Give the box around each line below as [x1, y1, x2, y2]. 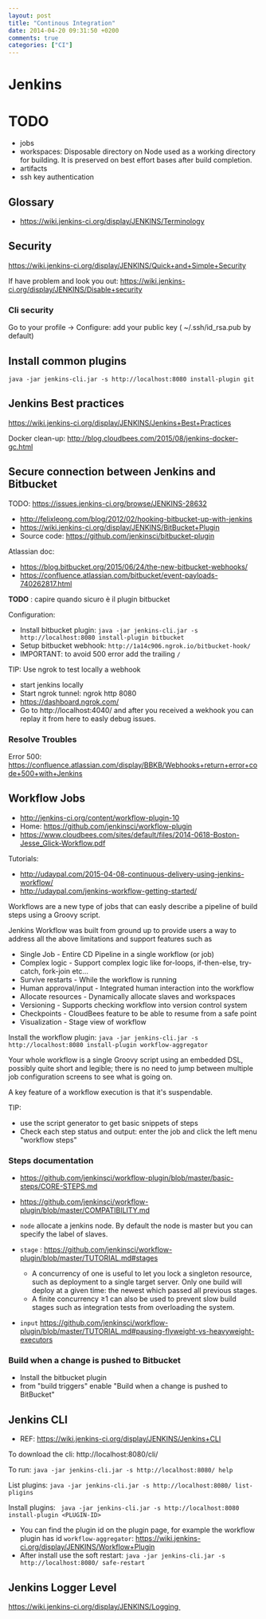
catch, [19, 966, 41, 976]
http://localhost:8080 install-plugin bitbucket [19, 633, 185, 641]
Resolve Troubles [8, 734, 77, 745]
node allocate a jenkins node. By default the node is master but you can [19, 1221, 253, 1231]
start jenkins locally [19, 680, 84, 689]
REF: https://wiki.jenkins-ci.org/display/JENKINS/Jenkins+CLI [19, 1434, 221, 1444]
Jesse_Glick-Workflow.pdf [19, 838, 106, 848]
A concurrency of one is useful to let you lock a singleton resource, [31, 1268, 252, 1279]
